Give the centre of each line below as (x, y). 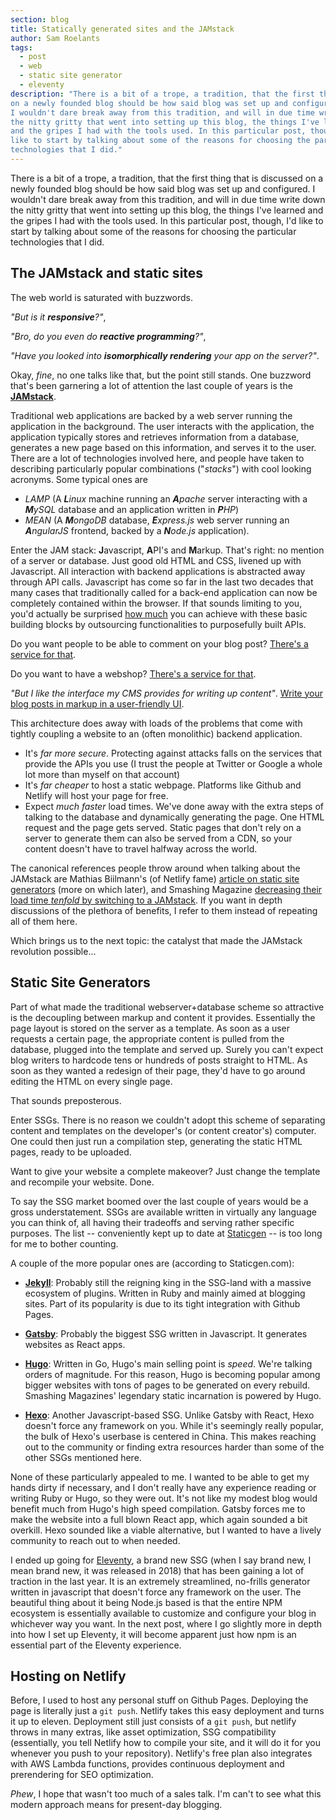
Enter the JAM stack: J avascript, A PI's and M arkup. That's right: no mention (167, 550)
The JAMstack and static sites (107, 273)
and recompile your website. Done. (82, 1182)
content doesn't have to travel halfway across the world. (141, 848)
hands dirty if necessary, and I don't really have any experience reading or (163, 1487)
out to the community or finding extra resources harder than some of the (174, 1447)
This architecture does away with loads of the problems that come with (156, 723)
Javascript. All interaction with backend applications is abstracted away (158, 571)
